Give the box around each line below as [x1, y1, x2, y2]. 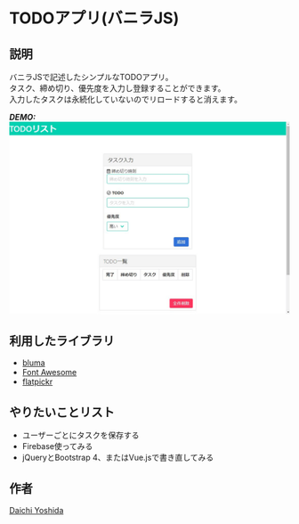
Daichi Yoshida [9, 504, 64, 515]
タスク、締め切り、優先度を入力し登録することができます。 [9, 83, 226, 94]
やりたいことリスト [9, 405, 115, 420]
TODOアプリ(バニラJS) [9, 8, 180, 29]
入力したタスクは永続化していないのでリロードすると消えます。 [9, 94, 243, 104]
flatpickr [21, 376, 53, 388]
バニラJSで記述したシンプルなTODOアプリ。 [9, 72, 174, 82]
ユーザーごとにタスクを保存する [21, 430, 140, 441]
